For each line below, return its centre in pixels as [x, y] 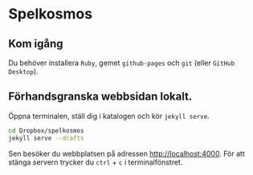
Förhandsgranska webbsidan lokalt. [100, 97]
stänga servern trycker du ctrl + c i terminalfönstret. [96, 162]
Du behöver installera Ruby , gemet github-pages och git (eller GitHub [122, 63]
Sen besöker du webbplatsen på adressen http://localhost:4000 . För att [126, 153]
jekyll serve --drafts [46, 138]
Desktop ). [23, 71]
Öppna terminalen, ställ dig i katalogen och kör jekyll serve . [109, 116]
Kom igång [36, 44]
